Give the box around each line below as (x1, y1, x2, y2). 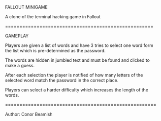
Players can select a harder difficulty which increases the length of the (5, 87, 149, 93)
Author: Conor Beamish (5, 111, 53, 117)
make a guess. (5, 63, 35, 68)
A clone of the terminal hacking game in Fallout (5, 14, 101, 19)
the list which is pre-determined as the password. (5, 48, 106, 53)
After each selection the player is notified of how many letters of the (5, 72, 143, 78)
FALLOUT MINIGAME (5, 4, 48, 10)
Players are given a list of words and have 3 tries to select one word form (5, 42, 154, 48)
